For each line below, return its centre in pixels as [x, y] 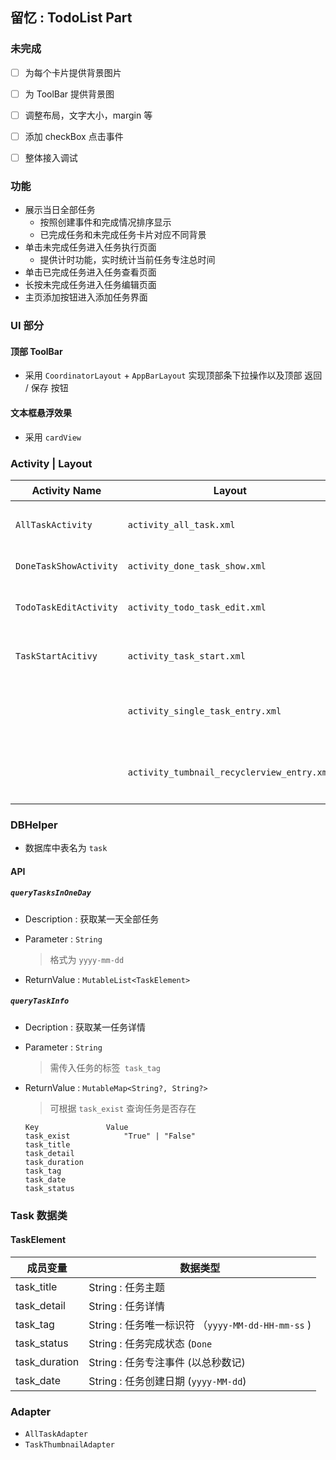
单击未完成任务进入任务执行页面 [90, 247]
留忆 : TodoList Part [71, 18]
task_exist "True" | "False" [110, 1136]
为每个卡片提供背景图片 [73, 72]
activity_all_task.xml [181, 524]
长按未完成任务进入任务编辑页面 [90, 285]
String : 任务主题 [126, 1287]
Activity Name [66, 490]
